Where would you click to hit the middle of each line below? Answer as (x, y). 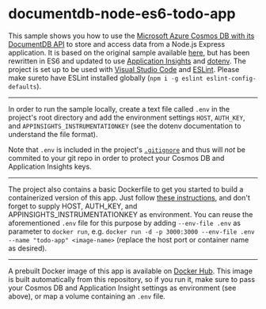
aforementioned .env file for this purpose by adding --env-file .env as (125, 223)
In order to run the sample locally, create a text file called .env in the (119, 109)
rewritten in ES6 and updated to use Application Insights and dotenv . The (127, 61)
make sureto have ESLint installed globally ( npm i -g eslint (106, 78)
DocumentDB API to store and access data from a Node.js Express (117, 44)
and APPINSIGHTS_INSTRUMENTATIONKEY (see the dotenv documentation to (125, 126)
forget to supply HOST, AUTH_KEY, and (73, 206)
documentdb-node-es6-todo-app (122, 14)
